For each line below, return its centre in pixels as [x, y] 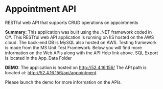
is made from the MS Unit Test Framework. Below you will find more [73, 47]
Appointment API [41, 9]
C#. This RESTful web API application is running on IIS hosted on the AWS [80, 37]
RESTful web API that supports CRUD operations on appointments [72, 22]
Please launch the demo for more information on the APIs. [63, 82]
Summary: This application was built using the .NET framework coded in [79, 32]
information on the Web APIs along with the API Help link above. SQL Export [81, 53]
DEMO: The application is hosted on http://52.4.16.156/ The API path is [76, 67]
